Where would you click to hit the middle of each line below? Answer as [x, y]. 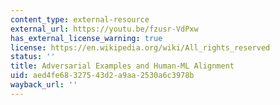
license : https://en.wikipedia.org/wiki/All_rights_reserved [140, 47]
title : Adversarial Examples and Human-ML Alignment [122, 66]
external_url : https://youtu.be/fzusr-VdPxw [104, 29]
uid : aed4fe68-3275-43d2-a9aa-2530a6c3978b [102, 76]
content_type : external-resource [80, 19]
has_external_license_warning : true [86, 38]
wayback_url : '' [44, 85]
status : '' [33, 57]
